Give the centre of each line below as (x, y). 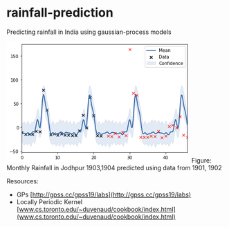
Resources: (22, 181)
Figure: (201, 160)
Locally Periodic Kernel (49, 201)
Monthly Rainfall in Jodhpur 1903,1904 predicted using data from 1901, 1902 (114, 167)
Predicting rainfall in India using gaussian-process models (89, 32)
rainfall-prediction (60, 13)
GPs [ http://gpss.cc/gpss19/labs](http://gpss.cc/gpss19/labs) (104, 194)
